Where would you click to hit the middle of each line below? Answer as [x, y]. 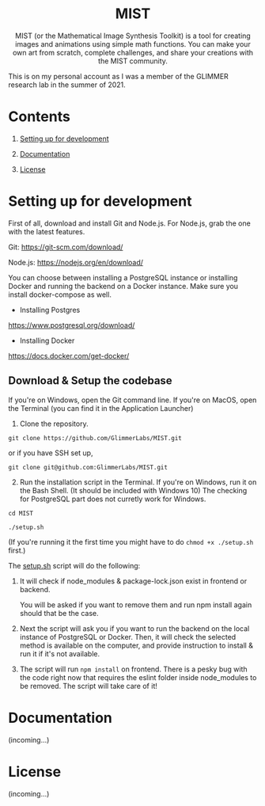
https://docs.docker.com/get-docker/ [69, 355]
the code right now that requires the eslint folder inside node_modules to [138, 677]
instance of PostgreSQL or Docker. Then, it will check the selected [128, 637]
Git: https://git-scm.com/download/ [66, 247]
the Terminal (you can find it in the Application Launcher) [101, 408]
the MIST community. [133, 61]
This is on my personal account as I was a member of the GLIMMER [119, 76]
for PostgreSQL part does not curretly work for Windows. [113, 499]
